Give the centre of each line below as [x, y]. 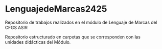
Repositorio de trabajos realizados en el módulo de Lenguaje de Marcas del [81, 22]
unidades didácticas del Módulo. [38, 42]
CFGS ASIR [16, 27]
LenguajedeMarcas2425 [56, 9]
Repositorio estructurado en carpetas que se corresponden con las [73, 37]
